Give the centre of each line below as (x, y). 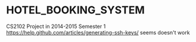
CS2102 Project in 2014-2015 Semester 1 (56, 26)
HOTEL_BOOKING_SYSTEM (75, 10)
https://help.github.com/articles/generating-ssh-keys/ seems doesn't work (98, 32)
